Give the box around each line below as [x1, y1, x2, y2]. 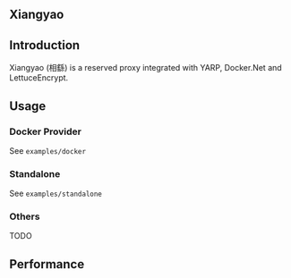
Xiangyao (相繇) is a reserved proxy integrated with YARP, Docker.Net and [9, 63, 282, 73]
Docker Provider [9, 125, 82, 138]
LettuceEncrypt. [9, 72, 69, 83]
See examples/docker [9, 145, 87, 156]
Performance [9, 257, 85, 272]
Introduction [9, 38, 81, 53]
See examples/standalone [9, 188, 103, 199]
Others [9, 210, 40, 223]
